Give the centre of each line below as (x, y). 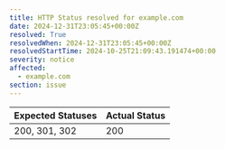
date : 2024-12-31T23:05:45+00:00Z (75, 26)
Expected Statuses (56, 116)
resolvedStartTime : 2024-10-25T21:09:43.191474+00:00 (113, 51)
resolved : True (38, 34)
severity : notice (42, 60)
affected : (28, 69)
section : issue (38, 85)
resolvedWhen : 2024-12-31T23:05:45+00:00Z (90, 43)
